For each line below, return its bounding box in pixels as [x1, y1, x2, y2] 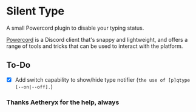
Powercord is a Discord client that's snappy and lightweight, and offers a [6, 36, 188, 43]
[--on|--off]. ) [15, 83, 53, 90]
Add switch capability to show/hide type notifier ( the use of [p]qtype [15, 76, 190, 83]
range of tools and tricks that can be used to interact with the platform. [6, 42, 183, 50]
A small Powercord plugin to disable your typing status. [6, 24, 144, 31]
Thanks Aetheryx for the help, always [6, 98, 120, 107]
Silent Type [6, 4, 65, 18]
